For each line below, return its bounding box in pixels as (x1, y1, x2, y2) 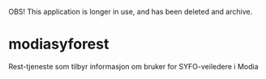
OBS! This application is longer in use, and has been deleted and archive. (8, 7, 253, 16)
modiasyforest (8, 35, 109, 53)
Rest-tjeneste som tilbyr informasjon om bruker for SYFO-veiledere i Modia (8, 61, 259, 71)
